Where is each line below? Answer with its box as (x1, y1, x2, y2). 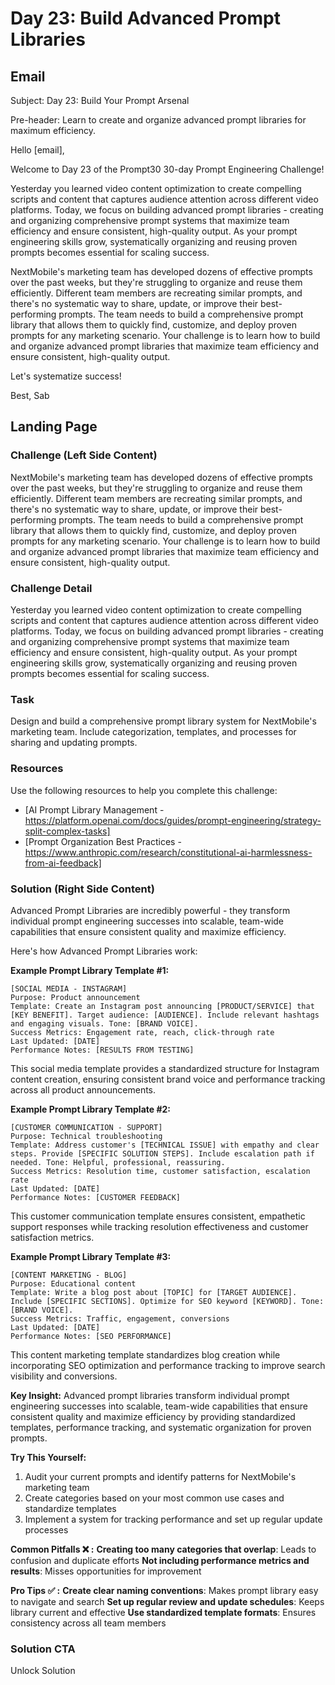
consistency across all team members (10, 1617, 167, 1629)
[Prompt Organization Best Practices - (24, 835, 182, 847)
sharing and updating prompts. (10, 737, 138, 749)
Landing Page (10, 418, 98, 436)
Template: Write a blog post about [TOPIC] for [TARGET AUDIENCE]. (10, 1287, 298, 1297)
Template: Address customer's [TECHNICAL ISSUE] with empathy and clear (10, 1140, 320, 1150)
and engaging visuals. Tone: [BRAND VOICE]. (10, 1018, 199, 1029)
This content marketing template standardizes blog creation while (10, 1348, 281, 1361)
